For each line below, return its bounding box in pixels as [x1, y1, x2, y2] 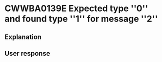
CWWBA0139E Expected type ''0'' [4, 3, 148, 14]
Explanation [4, 33, 42, 41]
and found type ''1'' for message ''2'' [4, 13, 158, 24]
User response [4, 49, 50, 58]
